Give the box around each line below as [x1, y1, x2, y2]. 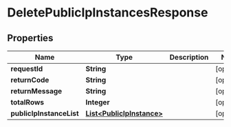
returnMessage [10, 86, 63, 95]
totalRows [10, 97, 45, 107]
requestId [10, 64, 43, 73]
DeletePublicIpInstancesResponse [7, 5, 208, 21]
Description [169, 53, 209, 62]
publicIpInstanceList [10, 108, 79, 118]
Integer [85, 97, 110, 107]
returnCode [10, 76, 49, 84]
